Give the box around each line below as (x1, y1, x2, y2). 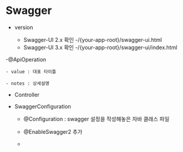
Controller (14, 91, 40, 98)
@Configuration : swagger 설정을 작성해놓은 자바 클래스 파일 (23, 115, 170, 122)
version (14, 24, 34, 31)
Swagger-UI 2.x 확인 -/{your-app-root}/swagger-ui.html (23, 36, 162, 43)
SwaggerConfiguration (14, 102, 71, 110)
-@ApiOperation (5, 56, 47, 63)
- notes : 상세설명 (5, 80, 50, 87)
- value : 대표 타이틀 (5, 68, 57, 74)
